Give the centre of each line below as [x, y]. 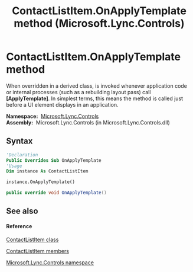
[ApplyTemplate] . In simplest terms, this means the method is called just [95, 98]
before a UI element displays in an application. [63, 104]
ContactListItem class [32, 239]
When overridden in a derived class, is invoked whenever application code [97, 86]
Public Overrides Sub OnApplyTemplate [54, 160]
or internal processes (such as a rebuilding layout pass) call [78, 92]
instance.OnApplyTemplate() [41, 182]
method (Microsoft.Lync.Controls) [99, 23]
